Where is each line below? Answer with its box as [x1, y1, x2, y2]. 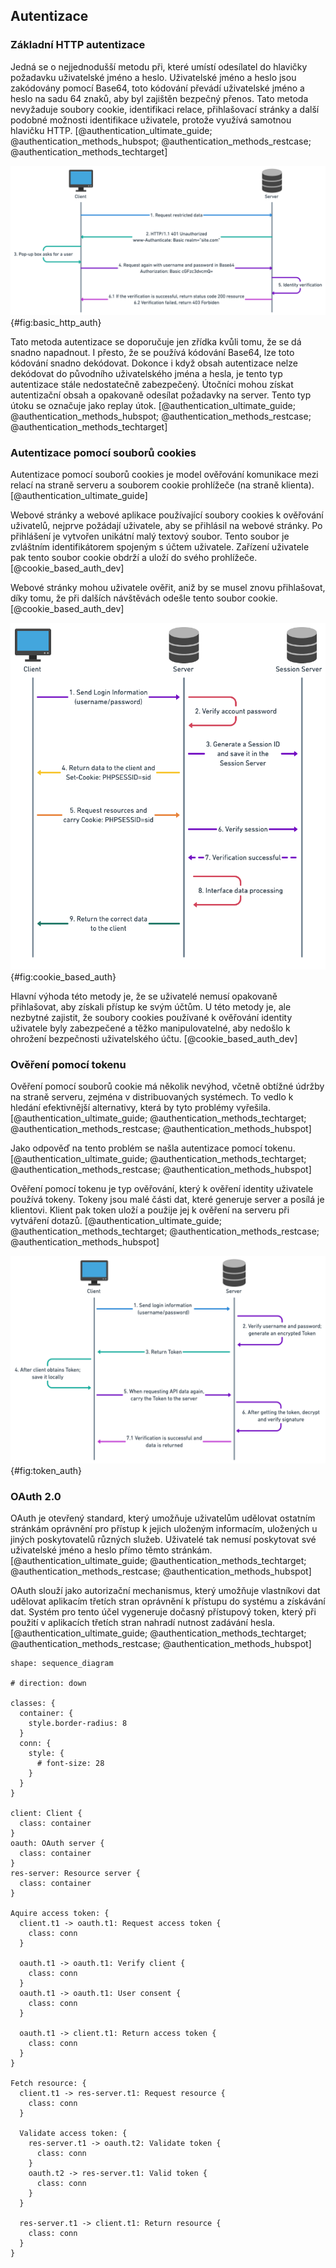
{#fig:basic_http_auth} [10, 316, 102, 328]
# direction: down [10, 1679, 87, 1689]
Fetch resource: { [10, 2079, 87, 2089]
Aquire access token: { [10, 1909, 110, 1919]
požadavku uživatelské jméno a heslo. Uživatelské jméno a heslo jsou [10, 71, 297, 83]
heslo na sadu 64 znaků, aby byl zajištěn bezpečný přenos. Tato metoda [10, 92, 309, 104]
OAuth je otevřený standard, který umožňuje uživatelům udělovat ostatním [10, 1512, 316, 1524]
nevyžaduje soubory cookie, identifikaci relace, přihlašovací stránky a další [10, 103, 320, 115]
